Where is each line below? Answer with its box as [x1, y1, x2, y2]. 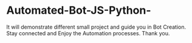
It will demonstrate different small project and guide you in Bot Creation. [6, 23, 187, 30]
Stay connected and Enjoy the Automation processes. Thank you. [6, 29, 170, 36]
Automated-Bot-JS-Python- [6, 4, 151, 17]
